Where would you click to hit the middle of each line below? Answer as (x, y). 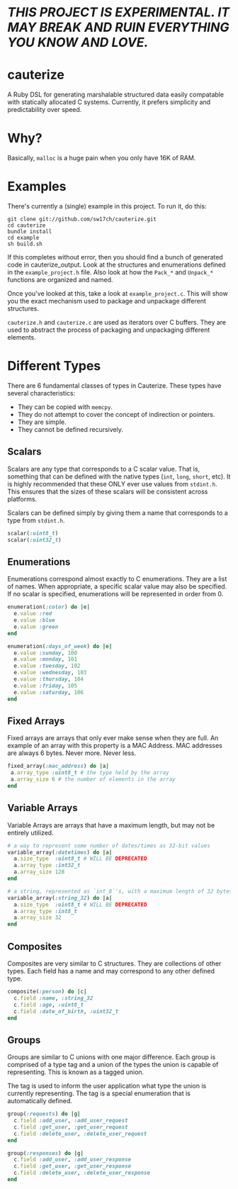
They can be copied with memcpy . (65, 407)
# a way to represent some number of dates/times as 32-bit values (109, 845)
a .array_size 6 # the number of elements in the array (93, 780)
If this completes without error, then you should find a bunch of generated (115, 257)
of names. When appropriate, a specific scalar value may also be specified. (117, 586)
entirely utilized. (31, 832)
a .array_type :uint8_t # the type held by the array (90, 773)
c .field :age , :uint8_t (49, 1005)
